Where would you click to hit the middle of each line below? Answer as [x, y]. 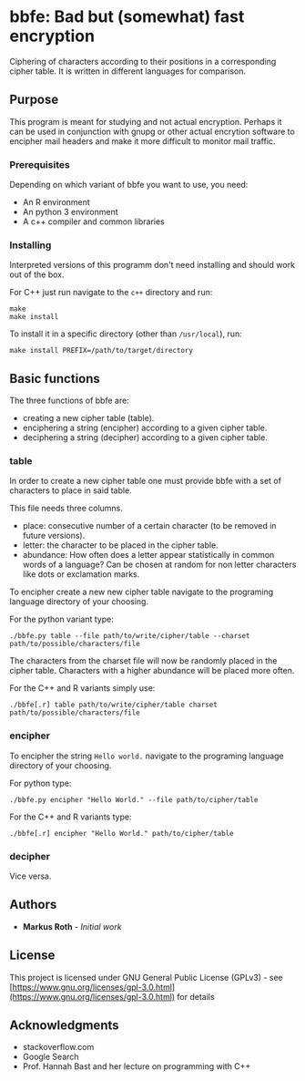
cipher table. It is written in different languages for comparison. [127, 71]
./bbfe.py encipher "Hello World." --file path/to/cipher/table [134, 799]
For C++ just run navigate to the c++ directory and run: [111, 293]
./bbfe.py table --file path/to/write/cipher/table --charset [130, 636]
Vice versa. [30, 876]
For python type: [41, 783]
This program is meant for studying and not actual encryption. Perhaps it [146, 121]
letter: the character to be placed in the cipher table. [120, 545]
